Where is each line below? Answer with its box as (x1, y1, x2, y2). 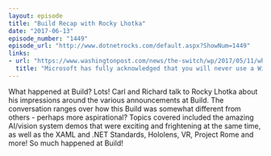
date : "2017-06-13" (8, 27, 74, 35)
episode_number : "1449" (8, 34, 89, 43)
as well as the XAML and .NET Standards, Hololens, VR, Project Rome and (8, 129, 254, 139)
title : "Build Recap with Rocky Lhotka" (8, 19, 147, 27)
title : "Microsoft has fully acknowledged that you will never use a (15, 65, 254, 73)
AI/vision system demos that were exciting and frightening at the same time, (8, 120, 261, 130)
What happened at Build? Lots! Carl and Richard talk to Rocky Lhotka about (8, 86, 258, 96)
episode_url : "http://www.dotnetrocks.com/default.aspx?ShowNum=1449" (8, 42, 251, 50)
